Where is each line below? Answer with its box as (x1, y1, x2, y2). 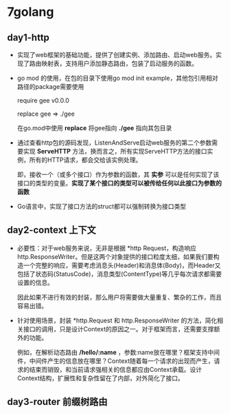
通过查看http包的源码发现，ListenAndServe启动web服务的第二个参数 (16, 138, 212, 147)
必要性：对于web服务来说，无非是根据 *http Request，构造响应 (16, 244, 197, 252)
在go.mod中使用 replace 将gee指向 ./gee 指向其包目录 (16, 124, 172, 132)
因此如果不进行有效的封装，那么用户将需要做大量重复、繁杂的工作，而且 (16, 293, 222, 301)
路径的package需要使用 (16, 83, 84, 90)
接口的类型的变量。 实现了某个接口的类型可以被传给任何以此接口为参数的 (16, 179, 222, 187)
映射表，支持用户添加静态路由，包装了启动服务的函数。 (41, 59, 198, 68)
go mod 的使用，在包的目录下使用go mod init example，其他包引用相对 (16, 74, 218, 82)
